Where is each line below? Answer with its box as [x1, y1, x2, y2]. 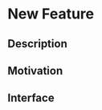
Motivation [7, 63, 63, 77]
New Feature [7, 5, 94, 23]
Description [7, 37, 67, 51]
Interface [7, 92, 55, 105]
